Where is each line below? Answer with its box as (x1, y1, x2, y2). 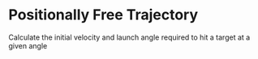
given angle (8, 40, 48, 50)
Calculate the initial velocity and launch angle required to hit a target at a (8, 32, 251, 42)
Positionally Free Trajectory (8, 6, 199, 24)
